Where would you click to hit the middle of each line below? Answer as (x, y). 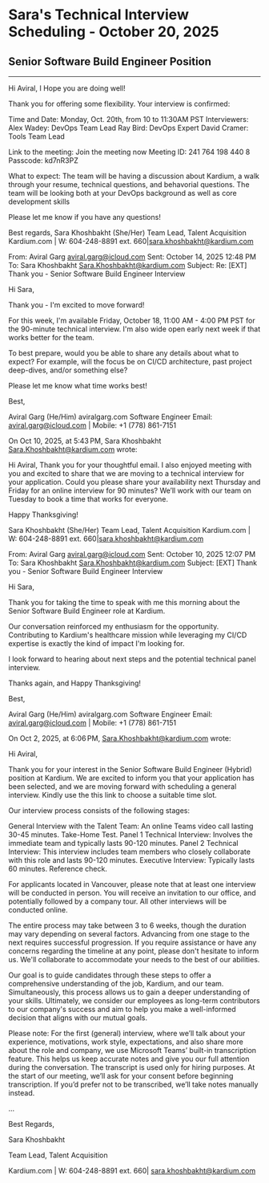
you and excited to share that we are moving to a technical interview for (126, 474)
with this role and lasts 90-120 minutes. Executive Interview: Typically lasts (132, 860)
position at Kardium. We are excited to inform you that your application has (131, 778)
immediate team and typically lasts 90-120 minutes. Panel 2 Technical (123, 843)
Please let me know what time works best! (78, 386)
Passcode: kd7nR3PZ (43, 161)
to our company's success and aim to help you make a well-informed (122, 1009)
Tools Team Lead (37, 136)
